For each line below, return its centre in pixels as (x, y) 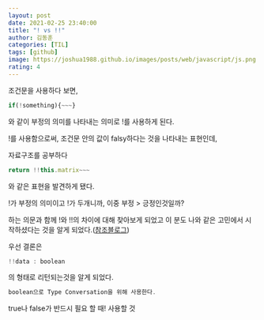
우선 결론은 (25, 247)
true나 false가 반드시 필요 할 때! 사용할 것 (72, 308)
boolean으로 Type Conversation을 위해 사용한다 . (82, 292)
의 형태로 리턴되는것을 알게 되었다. (61, 277)
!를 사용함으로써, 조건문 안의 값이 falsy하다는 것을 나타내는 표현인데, (113, 138)
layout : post (30, 15)
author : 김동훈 (31, 38)
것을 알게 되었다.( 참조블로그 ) (86, 229)
